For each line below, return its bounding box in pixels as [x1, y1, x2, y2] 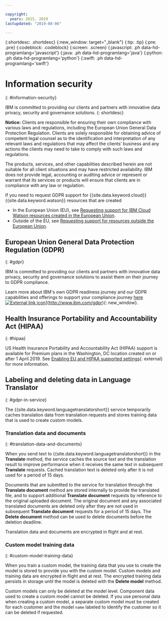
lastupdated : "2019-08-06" [5, 21, 62, 26]
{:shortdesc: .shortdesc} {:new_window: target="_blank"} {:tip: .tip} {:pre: [5, 39, 156, 45]
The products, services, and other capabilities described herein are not [5, 161, 152, 167]
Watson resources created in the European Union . [12, 213, 116, 219]
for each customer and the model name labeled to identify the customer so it [5, 604, 161, 610]
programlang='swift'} [5, 61, 49, 67]
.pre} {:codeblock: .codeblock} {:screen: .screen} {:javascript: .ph [5, 45, 140, 51]
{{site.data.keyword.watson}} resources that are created [5, 198, 122, 204]
